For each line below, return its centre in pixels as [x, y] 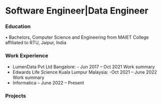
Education [18, 27]
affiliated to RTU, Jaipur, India [36, 43]
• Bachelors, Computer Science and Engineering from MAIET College [77, 37]
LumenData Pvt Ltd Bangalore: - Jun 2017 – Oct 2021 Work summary [84, 67]
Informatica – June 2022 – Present [48, 82]
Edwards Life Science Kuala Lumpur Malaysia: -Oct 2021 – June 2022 [85, 72]
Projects [16, 95]
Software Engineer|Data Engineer [77, 11]
